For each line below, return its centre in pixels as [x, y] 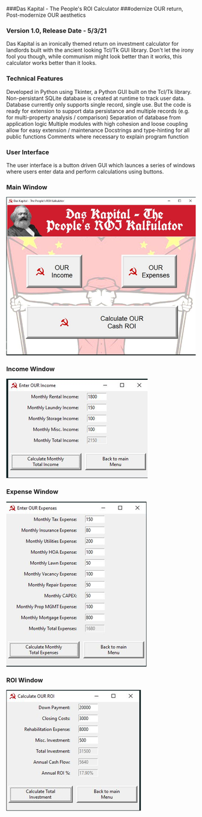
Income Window [31, 369]
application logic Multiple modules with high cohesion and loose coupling [97, 123]
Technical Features [35, 79]
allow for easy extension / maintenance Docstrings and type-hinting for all [98, 130]
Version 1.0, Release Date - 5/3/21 [57, 31]
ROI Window [25, 680]
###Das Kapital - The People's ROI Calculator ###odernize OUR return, [95, 9]
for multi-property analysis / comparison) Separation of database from [94, 117]
